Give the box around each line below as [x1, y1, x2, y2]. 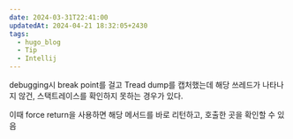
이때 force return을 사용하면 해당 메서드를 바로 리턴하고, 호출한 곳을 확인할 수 [9, 110, 276, 120]
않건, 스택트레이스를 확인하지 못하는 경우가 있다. [18, 90, 184, 101]
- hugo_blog [17, 37, 62, 47]
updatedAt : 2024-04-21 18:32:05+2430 [9, 21, 148, 30]
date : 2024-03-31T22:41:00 [9, 12, 109, 22]
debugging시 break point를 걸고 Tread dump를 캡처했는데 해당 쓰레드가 [9, 80, 260, 89]
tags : [9, 29, 29, 38]
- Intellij [17, 54, 57, 63]
